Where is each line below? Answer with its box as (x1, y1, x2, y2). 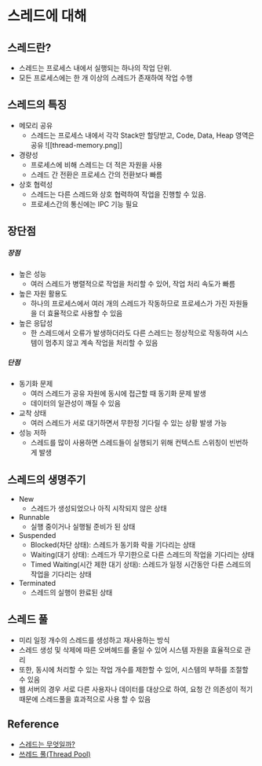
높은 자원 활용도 (18, 289, 67, 299)
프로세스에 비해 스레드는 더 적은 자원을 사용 (30, 160, 162, 169)
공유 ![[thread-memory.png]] (30, 140, 123, 149)
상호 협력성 (18, 179, 53, 189)
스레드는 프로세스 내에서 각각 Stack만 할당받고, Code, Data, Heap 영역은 (30, 131, 255, 140)
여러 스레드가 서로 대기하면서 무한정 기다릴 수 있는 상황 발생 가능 (30, 418, 227, 428)
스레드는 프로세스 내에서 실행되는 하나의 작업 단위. (18, 64, 172, 72)
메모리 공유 (18, 120, 53, 130)
